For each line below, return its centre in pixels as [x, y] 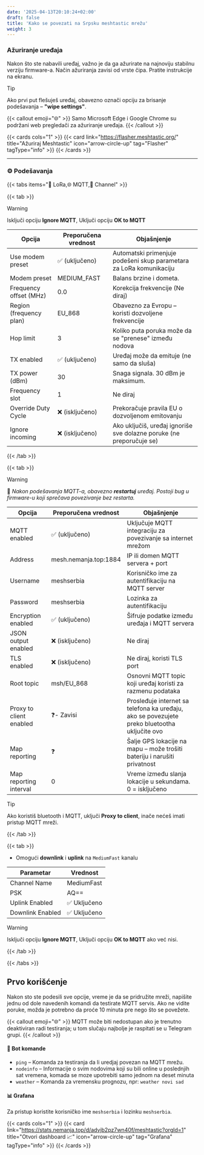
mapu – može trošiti [155, 749]
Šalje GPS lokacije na [157, 741]
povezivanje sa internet [160, 538]
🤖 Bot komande [26, 1049]
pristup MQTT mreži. [33, 822]
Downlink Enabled [35, 912]
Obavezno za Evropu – [144, 305]
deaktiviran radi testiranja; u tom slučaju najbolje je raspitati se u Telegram [99, 1028]
